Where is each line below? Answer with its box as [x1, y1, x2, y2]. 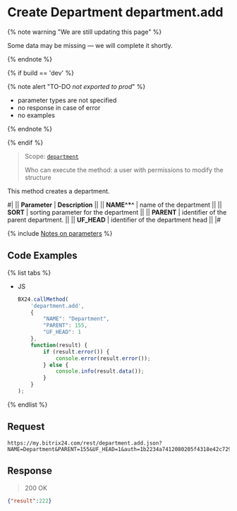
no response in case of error [17, 103, 101, 112]
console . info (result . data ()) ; [55, 368, 145, 375]
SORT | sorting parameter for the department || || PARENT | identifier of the [7, 208, 227, 216]
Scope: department [24, 152, 79, 160]
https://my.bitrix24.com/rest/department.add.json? [7, 439, 162, 447]
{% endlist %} [7, 400, 48, 409]
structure [24, 173, 51, 181]
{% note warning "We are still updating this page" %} [7, 28, 162, 36]
